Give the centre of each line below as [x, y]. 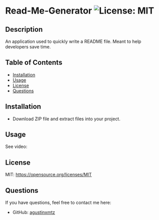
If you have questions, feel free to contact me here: [58, 203]
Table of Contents [34, 63]
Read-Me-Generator [49, 11]
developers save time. [28, 47]
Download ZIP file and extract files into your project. [66, 119]
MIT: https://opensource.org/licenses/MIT [49, 175]
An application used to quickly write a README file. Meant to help [73, 41]
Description [24, 29]
